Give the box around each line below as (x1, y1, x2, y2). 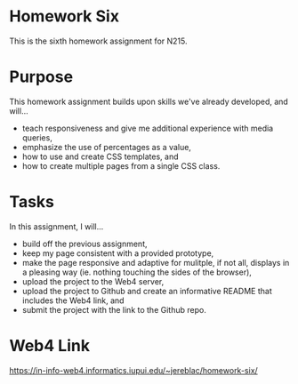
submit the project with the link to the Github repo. (21, 304, 206, 315)
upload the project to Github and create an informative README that (21, 285, 273, 296)
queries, (21, 132, 53, 143)
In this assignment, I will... (9, 220, 104, 232)
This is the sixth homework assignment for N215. (9, 36, 188, 46)
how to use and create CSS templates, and (21, 151, 180, 162)
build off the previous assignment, (21, 238, 149, 249)
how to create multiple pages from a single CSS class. (21, 160, 221, 171)
